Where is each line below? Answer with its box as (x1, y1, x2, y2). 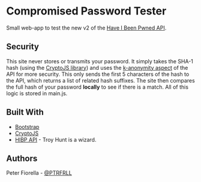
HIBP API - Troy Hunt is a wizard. (14, 136, 97, 143)
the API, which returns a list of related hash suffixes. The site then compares (6, 77, 195, 84)
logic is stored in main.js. (6, 89, 68, 97)
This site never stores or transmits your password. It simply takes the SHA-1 (6, 57, 194, 64)
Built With (6, 107, 44, 118)
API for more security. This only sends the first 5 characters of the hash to (6, 71, 190, 78)
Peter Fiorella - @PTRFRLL (6, 169, 72, 177)
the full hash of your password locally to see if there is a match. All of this (6, 83, 189, 90)
